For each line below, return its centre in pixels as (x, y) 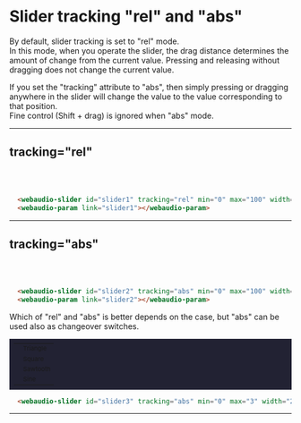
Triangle (35, 349)
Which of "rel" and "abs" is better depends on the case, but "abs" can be (144, 317)
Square (34, 359)
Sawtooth (37, 368)
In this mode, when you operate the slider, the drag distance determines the (149, 50)
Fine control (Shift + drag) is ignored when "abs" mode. (112, 115)
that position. (34, 106)
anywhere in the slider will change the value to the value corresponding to (146, 97)
